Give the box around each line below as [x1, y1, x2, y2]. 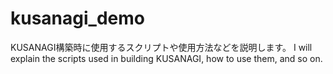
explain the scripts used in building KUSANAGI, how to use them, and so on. [10, 52, 323, 64]
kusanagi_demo [10, 7, 145, 30]
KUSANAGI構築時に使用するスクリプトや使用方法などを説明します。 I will [10, 41, 313, 53]
